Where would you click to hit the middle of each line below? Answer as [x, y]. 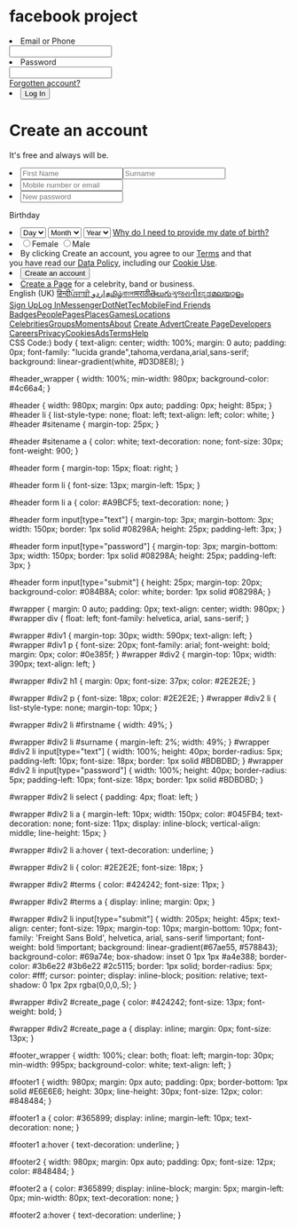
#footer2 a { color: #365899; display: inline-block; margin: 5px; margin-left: [147, 1188]
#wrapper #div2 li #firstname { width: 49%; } [91, 724]
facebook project [74, 16]
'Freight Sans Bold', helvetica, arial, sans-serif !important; [140, 937]
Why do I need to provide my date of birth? [191, 232]
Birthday [24, 215]
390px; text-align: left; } [52, 664]
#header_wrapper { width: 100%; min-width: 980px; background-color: [139, 378]
